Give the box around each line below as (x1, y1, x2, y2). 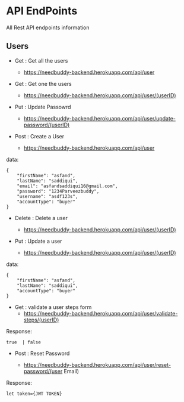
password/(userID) (23, 121, 70, 128)
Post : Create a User (14, 132, 64, 140)
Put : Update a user (14, 237, 62, 245)
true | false (6, 339, 42, 345)
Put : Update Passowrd (14, 103, 71, 110)
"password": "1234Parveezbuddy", (17, 188, 100, 194)
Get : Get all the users (14, 57, 68, 64)
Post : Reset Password (14, 350, 70, 357)
